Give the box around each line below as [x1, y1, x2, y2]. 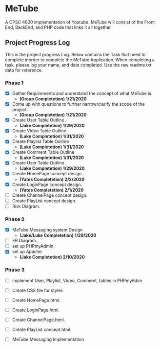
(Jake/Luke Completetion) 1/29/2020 [19, 232, 97, 238]
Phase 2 [5, 216, 25, 223]
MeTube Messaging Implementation [12, 336, 84, 343]
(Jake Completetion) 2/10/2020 [19, 254, 85, 260]
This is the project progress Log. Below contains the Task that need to [5, 51, 146, 57]
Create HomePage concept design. [12, 171, 83, 177]
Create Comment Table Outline [12, 149, 75, 155]
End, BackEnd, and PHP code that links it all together [5, 24, 111, 30]
